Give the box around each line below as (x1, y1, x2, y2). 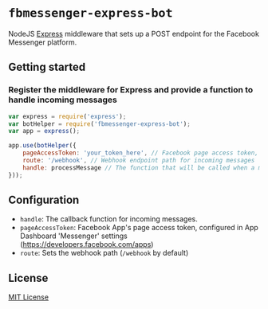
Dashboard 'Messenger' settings (19, 231, 128, 241)
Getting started (8, 61, 86, 74)
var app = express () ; (8, 127, 81, 135)
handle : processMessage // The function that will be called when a (22, 163, 255, 172)
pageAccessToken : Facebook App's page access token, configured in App (19, 223, 259, 233)
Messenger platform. (8, 37, 77, 47)
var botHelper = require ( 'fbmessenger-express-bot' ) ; (8, 119, 191, 128)
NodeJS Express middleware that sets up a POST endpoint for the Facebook (8, 29, 259, 38)
